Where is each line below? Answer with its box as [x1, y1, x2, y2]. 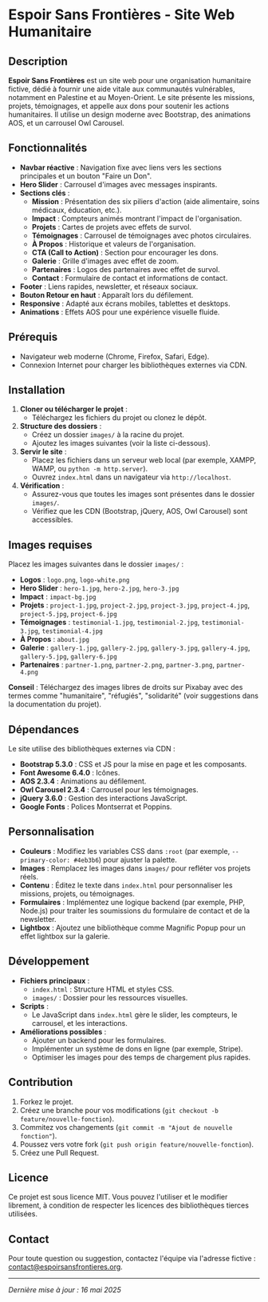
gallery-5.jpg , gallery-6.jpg [19, 651, 117, 661]
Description [8, 54, 68, 68]
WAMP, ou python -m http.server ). [31, 464, 148, 474]
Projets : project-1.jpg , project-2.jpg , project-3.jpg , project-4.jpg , [19, 600, 250, 610]
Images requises [8, 538, 93, 551]
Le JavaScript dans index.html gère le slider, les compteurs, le [31, 1010, 238, 1020]
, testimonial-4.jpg [37, 626, 104, 635]
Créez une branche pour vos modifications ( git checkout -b [19, 1105, 219, 1115]
